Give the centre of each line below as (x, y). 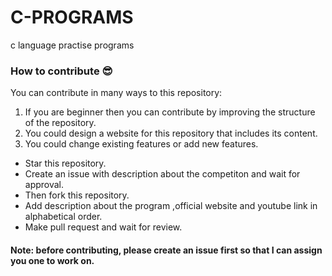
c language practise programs (72, 45)
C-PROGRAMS (72, 17)
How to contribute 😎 (61, 71)
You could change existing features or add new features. (141, 144)
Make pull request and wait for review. (103, 227)
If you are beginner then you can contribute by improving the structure (170, 112)
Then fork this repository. (77, 195)
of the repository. (60, 123)
